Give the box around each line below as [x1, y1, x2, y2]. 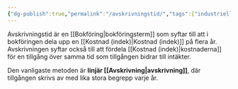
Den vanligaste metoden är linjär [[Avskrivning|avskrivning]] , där [7, 66, 201, 74]
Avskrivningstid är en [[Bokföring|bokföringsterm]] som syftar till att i [7, 30, 209, 38]
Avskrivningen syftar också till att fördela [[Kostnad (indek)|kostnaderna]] [7, 44, 222, 53]
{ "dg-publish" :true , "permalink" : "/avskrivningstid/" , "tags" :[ [7, 10, 195, 18]
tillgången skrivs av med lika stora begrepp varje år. [7, 73, 158, 82]
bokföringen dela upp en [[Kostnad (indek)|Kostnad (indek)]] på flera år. [7, 37, 217, 46]
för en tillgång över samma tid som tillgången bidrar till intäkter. [7, 52, 191, 61]
